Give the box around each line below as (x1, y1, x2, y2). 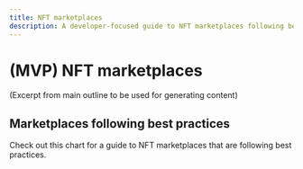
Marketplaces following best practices (9, 116, 231, 131)
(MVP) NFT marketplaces (9, 60, 203, 81)
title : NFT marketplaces (9, 13, 103, 22)
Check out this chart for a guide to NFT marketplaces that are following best (9, 140, 292, 151)
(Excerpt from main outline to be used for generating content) (9, 90, 239, 101)
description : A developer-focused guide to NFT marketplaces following (9, 22, 284, 31)
